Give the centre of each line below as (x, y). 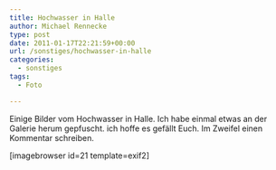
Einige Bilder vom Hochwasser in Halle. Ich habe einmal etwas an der (138, 118)
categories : (32, 60)
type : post (30, 34)
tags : (19, 77)
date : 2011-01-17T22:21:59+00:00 (72, 43)
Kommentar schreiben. (52, 137)
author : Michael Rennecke (58, 26)
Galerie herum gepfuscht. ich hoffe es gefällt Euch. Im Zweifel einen (136, 128)
